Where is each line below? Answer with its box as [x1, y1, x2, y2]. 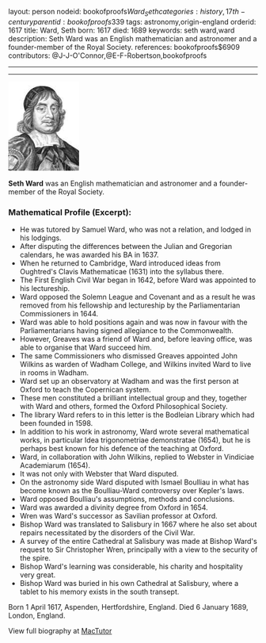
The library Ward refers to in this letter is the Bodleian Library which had [19, 410, 255, 419]
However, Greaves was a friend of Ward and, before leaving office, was [19, 335, 253, 344]
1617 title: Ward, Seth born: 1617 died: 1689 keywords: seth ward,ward [8, 25, 235, 35]
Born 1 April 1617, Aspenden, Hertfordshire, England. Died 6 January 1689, [8, 603, 249, 612]
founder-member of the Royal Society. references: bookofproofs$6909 [8, 42, 240, 52]
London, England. [8, 610, 66, 621]
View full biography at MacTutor [8, 626, 112, 636]
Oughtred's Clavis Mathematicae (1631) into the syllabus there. [19, 267, 224, 277]
